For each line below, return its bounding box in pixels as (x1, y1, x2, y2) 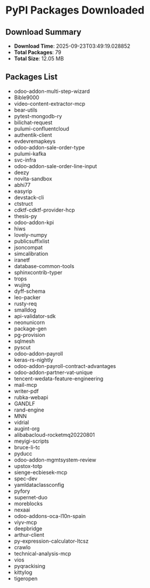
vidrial (13, 419, 29, 426)
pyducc (13, 450, 33, 457)
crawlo (13, 543, 31, 550)
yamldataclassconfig (13, 481, 64, 488)
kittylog (13, 569, 33, 576)
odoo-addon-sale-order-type (13, 143, 86, 151)
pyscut (13, 343, 31, 350)
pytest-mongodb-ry (13, 112, 62, 119)
